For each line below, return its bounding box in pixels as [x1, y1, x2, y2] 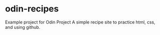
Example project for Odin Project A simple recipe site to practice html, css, [5, 19, 156, 25]
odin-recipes [5, 3, 59, 14]
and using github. [5, 24, 41, 30]
